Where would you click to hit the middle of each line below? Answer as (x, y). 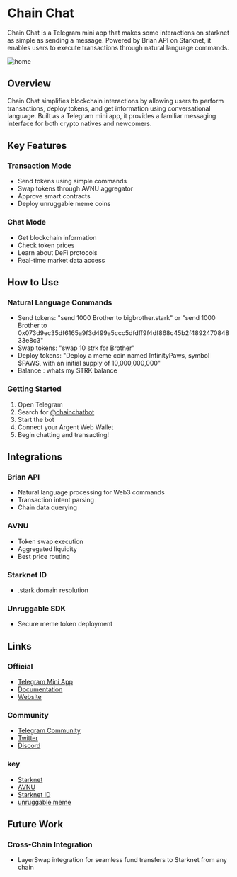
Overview (29, 84)
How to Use (33, 282)
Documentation (40, 689)
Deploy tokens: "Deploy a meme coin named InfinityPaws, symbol (114, 356)
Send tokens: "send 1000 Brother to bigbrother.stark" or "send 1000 (116, 318)
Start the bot (36, 419)
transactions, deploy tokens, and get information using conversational (109, 108)
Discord (29, 746)
